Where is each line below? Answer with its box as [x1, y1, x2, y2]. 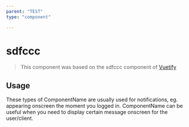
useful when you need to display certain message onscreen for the [6, 109, 168, 116]
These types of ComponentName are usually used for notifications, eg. [6, 96, 178, 103]
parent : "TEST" [6, 8, 43, 15]
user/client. [6, 115, 33, 122]
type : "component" [6, 14, 51, 20]
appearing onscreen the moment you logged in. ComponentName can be [6, 102, 183, 109]
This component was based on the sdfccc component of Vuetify [20, 64, 177, 71]
